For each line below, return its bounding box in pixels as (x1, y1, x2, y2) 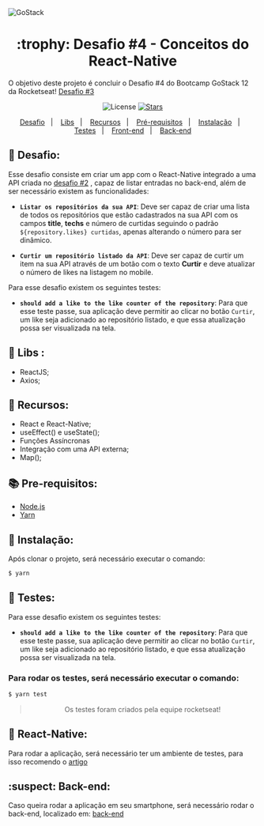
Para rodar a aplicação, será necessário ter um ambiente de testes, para (8, 749, 243, 758)
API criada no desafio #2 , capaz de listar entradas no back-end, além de (8, 178, 247, 187)
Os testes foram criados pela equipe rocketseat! (64, 704, 221, 714)
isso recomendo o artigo (8, 756, 89, 766)
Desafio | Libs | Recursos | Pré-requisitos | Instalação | (19, 117, 240, 126)
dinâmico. (19, 235, 52, 244)
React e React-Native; (19, 419, 92, 429)
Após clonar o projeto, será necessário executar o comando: (8, 554, 206, 564)
